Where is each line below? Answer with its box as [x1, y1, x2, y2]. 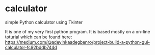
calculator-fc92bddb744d [5, 44, 57, 50]
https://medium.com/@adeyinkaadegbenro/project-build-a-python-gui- [5, 39, 151, 45]
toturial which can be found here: [5, 34, 72, 40]
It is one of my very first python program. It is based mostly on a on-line [5, 28, 151, 34]
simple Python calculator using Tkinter [5, 19, 83, 25]
